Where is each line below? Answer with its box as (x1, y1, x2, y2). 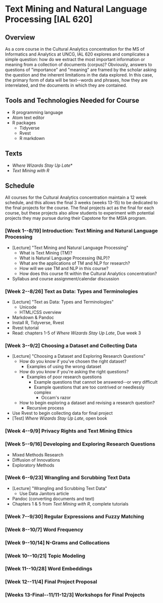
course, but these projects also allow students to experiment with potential (5, 210, 155, 216)
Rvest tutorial (12, 325, 39, 331)
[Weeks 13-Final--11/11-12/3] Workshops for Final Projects (5, 591, 145, 598)
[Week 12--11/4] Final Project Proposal (5, 579, 97, 585)
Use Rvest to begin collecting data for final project (12, 410, 113, 416)
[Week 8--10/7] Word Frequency (5, 526, 84, 533)
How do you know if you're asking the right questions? (19, 369, 129, 375)
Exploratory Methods (12, 462, 54, 468)
